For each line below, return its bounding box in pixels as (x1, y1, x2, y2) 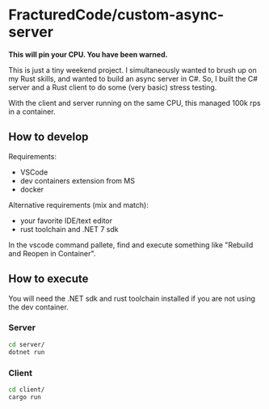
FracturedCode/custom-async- (8, 6, 225, 24)
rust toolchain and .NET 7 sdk (19, 224, 119, 234)
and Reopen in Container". (8, 248, 96, 258)
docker (19, 184, 44, 194)
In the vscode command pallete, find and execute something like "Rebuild (8, 240, 254, 250)
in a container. (8, 107, 56, 116)
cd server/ (8, 340, 45, 348)
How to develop (8, 130, 89, 144)
